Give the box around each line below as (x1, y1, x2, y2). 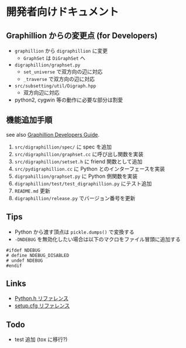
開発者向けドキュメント (6, 5, 119, 19)
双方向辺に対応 (23, 89, 60, 96)
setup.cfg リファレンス (14, 302, 70, 309)
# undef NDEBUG (6, 258, 43, 263)
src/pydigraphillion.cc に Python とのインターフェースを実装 (14, 165, 165, 172)
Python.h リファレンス (14, 295, 69, 302)
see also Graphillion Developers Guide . (6, 131, 99, 138)
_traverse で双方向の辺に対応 (23, 76, 95, 82)
